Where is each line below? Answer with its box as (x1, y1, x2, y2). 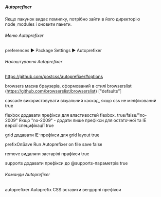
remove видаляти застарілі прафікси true (5, 151, 89, 157)
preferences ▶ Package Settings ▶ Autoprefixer (5, 48, 102, 54)
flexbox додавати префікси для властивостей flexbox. (5, 112, 116, 118)
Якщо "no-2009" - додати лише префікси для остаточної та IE (18, 117, 147, 124)
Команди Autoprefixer (5, 171, 50, 177)
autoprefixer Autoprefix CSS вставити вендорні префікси (5, 186, 122, 192)
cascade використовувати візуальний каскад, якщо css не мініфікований (5, 98, 157, 104)
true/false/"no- (117, 112, 147, 118)
